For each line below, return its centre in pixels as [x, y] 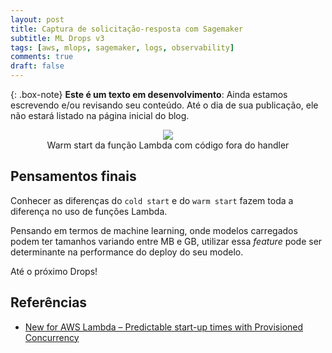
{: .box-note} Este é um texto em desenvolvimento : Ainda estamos [149, 94]
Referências [49, 302]
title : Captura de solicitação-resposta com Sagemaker [127, 29]
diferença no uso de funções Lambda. [89, 211]
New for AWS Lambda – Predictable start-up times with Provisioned [164, 327]
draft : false [37, 66]
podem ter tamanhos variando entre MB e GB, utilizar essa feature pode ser [166, 241]
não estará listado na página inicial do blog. [100, 115]
